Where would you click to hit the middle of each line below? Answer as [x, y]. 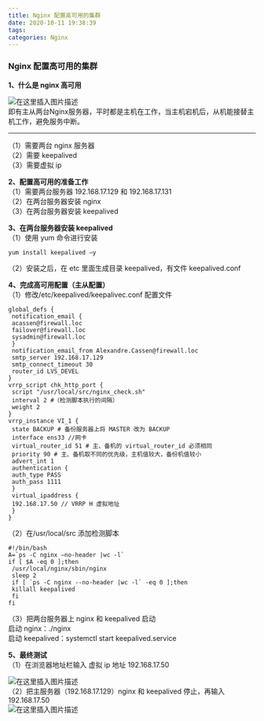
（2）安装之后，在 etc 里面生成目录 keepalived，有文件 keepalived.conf [125, 268]
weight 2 [26, 407]
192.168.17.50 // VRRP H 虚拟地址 [66, 503]
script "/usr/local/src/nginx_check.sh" [79, 392]
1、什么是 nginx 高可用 [45, 85]
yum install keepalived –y [52, 252]
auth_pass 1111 [36, 481]
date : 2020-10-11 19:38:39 [52, 23]
